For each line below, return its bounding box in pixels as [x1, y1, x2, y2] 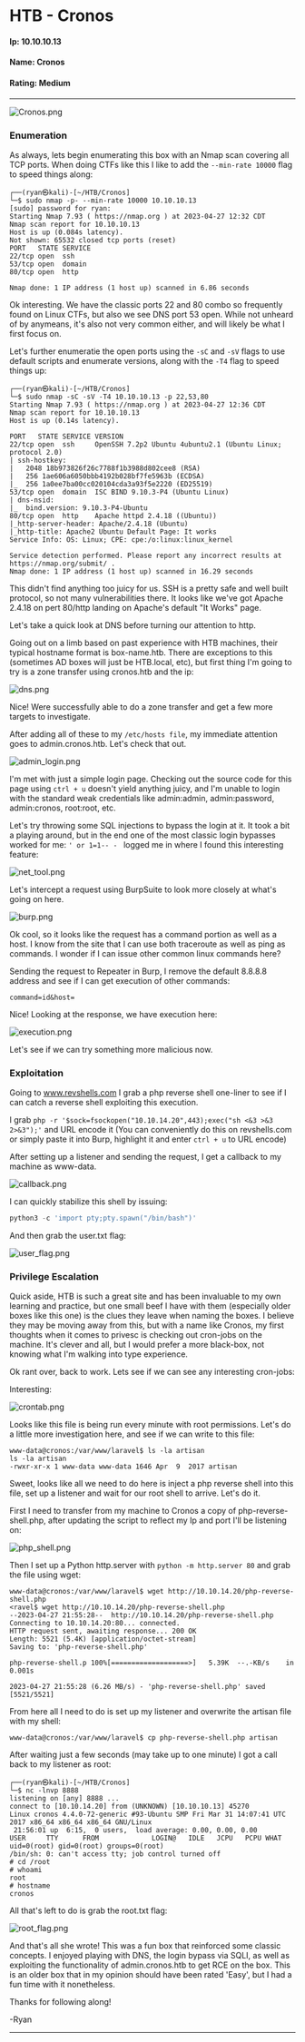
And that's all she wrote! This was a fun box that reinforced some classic [9, 1940, 281, 1951]
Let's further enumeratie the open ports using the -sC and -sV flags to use [9, 346, 286, 357]
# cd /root [9, 1858, 51, 1867]
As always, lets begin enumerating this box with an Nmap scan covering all [9, 149, 290, 160]
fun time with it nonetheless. [9, 1979, 116, 1990]
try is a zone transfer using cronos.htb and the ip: [9, 666, 194, 677]
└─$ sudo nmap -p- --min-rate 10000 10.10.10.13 [9, 196, 197, 205]
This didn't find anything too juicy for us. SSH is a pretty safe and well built [9, 583, 289, 594]
